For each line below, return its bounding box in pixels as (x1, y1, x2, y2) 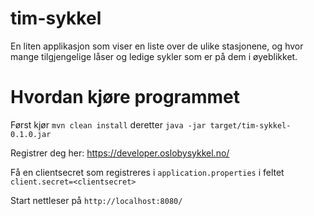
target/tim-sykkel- (209, 120, 292, 131)
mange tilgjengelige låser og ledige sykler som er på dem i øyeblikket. (10, 50, 298, 62)
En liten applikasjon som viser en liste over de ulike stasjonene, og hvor (10, 40, 304, 52)
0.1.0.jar (10, 129, 52, 139)
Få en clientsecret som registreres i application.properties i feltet (10, 166, 285, 178)
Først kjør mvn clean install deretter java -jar (10, 118, 207, 131)
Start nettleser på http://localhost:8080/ (10, 194, 183, 206)
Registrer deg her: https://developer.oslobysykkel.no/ (10, 147, 230, 159)
